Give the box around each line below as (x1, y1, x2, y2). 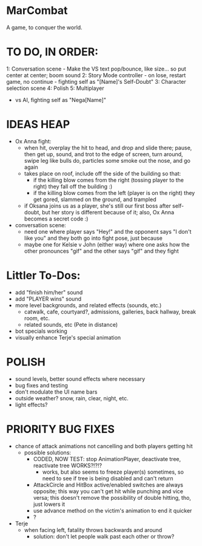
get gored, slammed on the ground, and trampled (33, 196, 157, 203)
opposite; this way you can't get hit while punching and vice (33, 487, 184, 495)
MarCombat (6, 4, 68, 18)
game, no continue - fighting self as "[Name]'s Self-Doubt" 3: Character (6, 78, 186, 85)
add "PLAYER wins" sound (15, 295, 82, 302)
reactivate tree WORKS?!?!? (33, 462, 102, 469)
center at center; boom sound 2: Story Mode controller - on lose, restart (6, 71, 186, 79)
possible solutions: (24, 449, 72, 456)
